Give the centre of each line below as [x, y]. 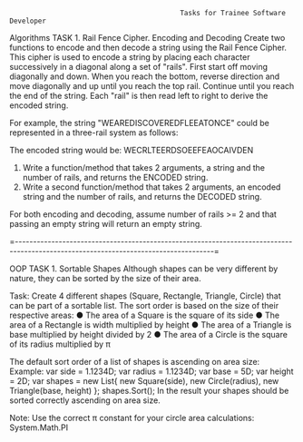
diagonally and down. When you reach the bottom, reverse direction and [145, 76]
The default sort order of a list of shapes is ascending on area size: [135, 362]
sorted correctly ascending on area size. [85, 400]
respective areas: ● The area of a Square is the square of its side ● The [144, 315]
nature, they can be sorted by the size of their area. [105, 278]
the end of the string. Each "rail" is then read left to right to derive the [139, 96]
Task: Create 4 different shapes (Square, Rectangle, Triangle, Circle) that [145, 296]
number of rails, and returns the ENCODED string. [115, 177]
